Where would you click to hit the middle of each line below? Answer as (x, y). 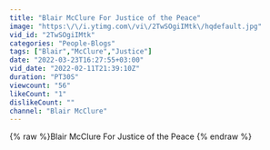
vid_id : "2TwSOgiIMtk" (52, 35)
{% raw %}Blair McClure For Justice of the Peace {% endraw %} (131, 136)
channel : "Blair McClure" (58, 111)
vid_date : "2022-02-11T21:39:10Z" (75, 69)
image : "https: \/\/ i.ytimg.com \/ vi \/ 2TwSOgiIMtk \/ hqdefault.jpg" (135, 26)
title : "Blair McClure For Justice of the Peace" (105, 18)
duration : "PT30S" (44, 77)
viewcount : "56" (40, 85)
